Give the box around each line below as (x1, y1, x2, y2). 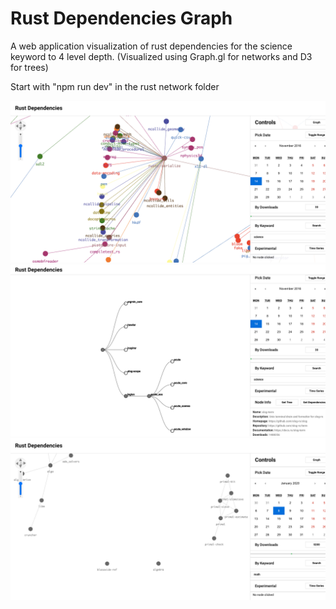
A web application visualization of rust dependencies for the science (10, 40, 293, 52)
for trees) (10, 61, 49, 73)
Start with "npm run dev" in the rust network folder (10, 80, 220, 92)
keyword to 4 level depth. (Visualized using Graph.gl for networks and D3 (10, 50, 313, 62)
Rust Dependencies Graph (10, 7, 233, 30)
